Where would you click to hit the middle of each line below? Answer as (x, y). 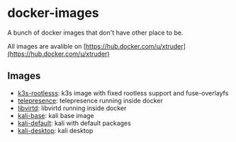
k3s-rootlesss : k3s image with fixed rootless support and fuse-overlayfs (123, 93)
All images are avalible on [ (47, 46)
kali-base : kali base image (56, 115)
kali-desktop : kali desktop (55, 130)
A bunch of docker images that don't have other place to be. (95, 32)
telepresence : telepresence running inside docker (90, 100)
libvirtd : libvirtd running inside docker (72, 108)
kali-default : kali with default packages (74, 123)
